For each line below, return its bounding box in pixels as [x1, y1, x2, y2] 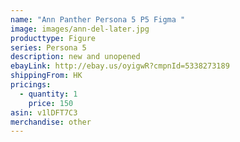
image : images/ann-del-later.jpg [10, 24, 150, 34]
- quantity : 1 [19, 89, 78, 99]
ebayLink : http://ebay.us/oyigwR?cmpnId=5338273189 [10, 61, 230, 71]
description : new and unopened [10, 52, 141, 62]
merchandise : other [10, 117, 92, 127]
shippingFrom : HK [10, 71, 83, 81]
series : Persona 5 [10, 42, 87, 53]
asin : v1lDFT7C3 [10, 107, 78, 118]
